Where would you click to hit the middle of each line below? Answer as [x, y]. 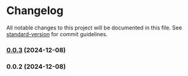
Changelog [35, 11]
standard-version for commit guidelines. [57, 34]
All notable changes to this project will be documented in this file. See [94, 28]
